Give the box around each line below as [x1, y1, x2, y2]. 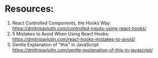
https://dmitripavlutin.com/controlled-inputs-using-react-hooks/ [12, 25, 147, 31]
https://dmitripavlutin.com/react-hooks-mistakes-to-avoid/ [12, 36, 136, 42]
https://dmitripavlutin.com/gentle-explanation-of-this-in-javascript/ [12, 47, 153, 53]
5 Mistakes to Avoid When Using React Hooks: [12, 31, 110, 37]
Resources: [5, 3, 54, 15]
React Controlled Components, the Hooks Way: [12, 20, 111, 26]
